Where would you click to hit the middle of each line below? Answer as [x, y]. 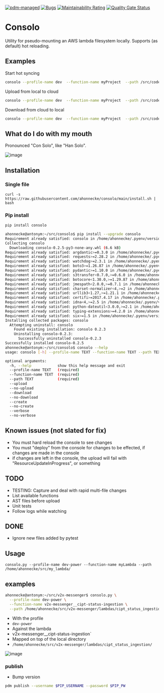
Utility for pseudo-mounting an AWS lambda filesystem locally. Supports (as [81, 41]
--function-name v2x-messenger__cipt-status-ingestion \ [69, 604]
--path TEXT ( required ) [44, 379]
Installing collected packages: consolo [47, 320]
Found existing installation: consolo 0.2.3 [60, 330]
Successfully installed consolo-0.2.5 [44, 343]
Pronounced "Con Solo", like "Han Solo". [46, 146]
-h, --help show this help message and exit [67, 366]
